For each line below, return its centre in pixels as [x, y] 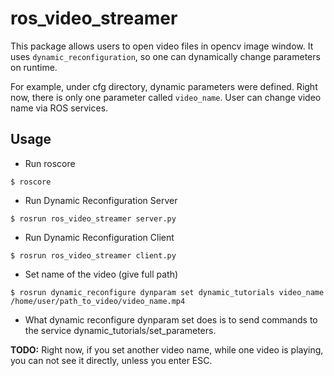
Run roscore [50, 163]
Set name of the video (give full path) [101, 274]
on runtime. [34, 67]
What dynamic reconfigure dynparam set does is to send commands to [171, 319]
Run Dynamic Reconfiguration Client [99, 237]
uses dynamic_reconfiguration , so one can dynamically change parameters [165, 56]
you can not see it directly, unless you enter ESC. [111, 360]
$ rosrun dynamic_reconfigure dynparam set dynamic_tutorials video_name [167, 292]
